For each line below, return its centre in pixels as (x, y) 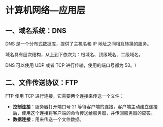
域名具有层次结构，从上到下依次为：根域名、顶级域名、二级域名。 (74, 54)
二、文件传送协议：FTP (42, 83)
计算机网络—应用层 (45, 10)
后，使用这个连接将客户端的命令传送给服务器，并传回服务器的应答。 (84, 113)
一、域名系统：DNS (36, 31)
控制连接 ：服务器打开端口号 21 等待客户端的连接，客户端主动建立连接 (85, 106)
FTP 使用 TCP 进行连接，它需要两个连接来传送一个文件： (65, 96)
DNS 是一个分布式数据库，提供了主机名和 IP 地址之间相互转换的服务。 (78, 44)
